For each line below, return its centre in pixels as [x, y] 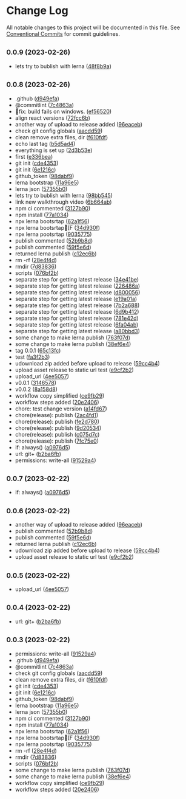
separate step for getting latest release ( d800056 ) [78, 292]
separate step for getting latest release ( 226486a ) [78, 286]
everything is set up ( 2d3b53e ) [54, 150]
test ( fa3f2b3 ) [32, 357]
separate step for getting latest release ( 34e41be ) [77, 279]
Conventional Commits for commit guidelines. [63, 33]
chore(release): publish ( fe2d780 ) [57, 421]
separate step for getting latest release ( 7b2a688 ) [77, 305]
